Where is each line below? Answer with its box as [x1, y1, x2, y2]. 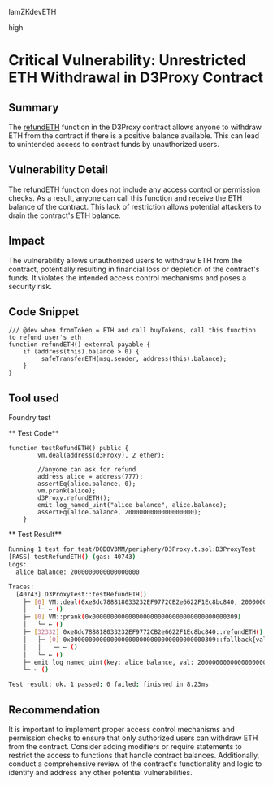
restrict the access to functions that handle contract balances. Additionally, [8, 750, 260, 760]
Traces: [8, 583, 35, 591]
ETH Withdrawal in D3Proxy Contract [8, 68, 264, 87]
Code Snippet [8, 305, 80, 319]
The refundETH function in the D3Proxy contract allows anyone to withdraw [8, 122, 262, 132]
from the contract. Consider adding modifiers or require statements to [8, 741, 242, 751]
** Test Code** [8, 428, 59, 438]
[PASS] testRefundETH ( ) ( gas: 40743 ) [8, 553, 136, 562]
